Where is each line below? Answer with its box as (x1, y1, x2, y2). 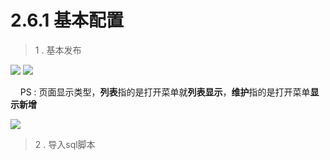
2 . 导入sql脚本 (34, 138, 96, 150)
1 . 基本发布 (34, 44, 82, 56)
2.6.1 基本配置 (10, 9, 125, 32)
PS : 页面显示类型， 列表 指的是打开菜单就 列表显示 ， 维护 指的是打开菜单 (19, 86, 311, 98)
